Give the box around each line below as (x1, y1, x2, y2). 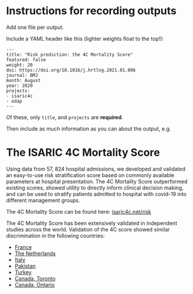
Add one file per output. (6, 24, 64, 31)
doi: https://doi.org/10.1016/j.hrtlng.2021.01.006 (6, 67, 136, 73)
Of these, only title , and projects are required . (6, 113, 123, 120)
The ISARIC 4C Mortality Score (6, 146, 161, 159)
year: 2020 (6, 83, 33, 89)
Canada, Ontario (14, 281, 55, 288)
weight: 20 (6, 62, 33, 68)
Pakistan (14, 262, 36, 269)
